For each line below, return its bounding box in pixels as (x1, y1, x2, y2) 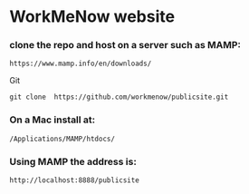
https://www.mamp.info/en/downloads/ (9, 59, 152, 69)
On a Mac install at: (9, 113, 96, 126)
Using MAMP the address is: (9, 155, 138, 168)
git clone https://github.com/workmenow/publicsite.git (9, 92, 229, 102)
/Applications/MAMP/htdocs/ (9, 134, 116, 143)
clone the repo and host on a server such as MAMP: (9, 39, 242, 52)
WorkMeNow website (9, 6, 175, 27)
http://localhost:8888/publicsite (9, 176, 140, 185)
